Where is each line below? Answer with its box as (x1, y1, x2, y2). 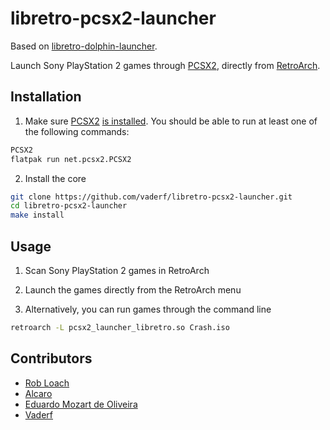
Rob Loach (24, 377, 70, 389)
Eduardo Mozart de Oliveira (24, 398, 138, 410)
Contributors (10, 350, 93, 367)
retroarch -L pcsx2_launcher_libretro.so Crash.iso (10, 322, 230, 332)
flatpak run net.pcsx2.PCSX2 (10, 154, 132, 164)
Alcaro (24, 387, 53, 399)
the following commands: (24, 125, 130, 137)
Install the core (24, 172, 87, 184)
